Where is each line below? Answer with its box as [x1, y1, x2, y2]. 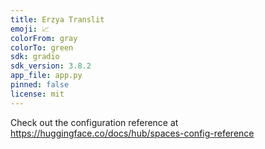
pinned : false [10, 80, 70, 90]
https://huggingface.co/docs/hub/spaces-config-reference [10, 127, 255, 139]
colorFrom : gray [10, 33, 78, 43]
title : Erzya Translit [10, 14, 105, 25]
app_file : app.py [10, 71, 83, 81]
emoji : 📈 [10, 24, 50, 34]
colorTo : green [10, 42, 74, 53]
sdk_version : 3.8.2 [10, 61, 92, 71]
